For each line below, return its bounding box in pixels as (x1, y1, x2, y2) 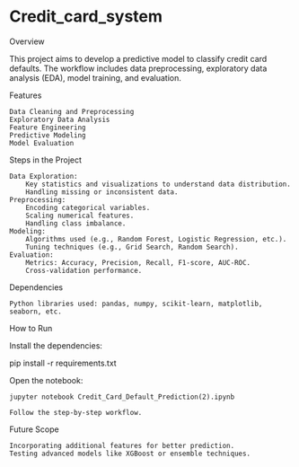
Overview (9, 36, 45, 47)
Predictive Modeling (9, 130, 87, 140)
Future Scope (9, 424, 60, 435)
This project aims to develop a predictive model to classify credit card (9, 53, 268, 64)
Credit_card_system (9, 6, 163, 27)
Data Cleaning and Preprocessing (9, 107, 135, 116)
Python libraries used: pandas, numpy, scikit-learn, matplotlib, (9, 299, 263, 308)
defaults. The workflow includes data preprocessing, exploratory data (9, 63, 268, 74)
